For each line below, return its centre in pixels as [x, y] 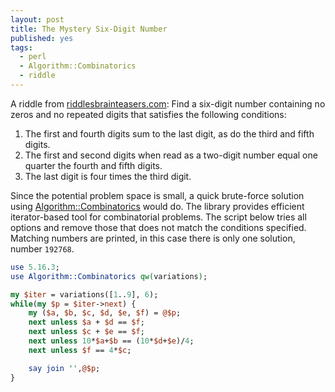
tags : [21, 47]
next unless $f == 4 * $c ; [80, 350]
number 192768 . [42, 248]
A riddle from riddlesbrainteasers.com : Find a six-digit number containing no [168, 103]
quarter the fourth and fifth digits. [93, 165]
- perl [33, 57]
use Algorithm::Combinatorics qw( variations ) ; [109, 276]
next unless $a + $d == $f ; [86, 322]
